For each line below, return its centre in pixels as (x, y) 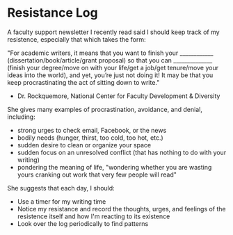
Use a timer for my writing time (62, 201)
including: (22, 117)
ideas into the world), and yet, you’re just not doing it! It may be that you (110, 75)
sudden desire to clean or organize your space (84, 145)
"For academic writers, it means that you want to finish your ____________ (110, 53)
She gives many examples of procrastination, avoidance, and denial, (105, 109)
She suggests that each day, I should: (61, 188)
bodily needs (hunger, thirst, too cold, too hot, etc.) (90, 138)
